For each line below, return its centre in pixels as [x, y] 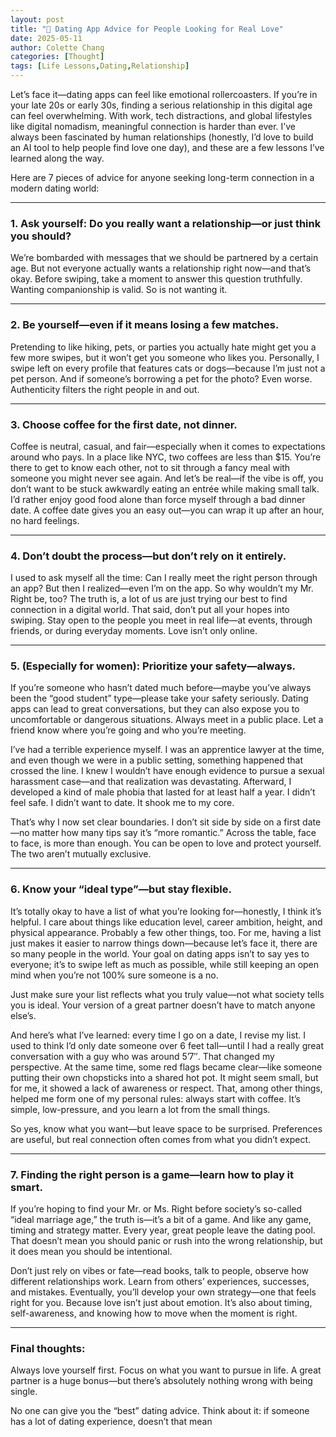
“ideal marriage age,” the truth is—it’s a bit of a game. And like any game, [161, 1220]
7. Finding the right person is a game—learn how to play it [152, 1174]
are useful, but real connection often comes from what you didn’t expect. [161, 1139]
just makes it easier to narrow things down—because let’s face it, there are [164, 943]
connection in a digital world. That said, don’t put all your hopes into [150, 610]
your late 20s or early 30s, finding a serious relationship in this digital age [161, 105]
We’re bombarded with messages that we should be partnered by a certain [164, 258]
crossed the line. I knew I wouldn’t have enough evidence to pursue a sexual [167, 771]
